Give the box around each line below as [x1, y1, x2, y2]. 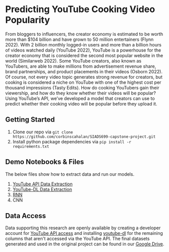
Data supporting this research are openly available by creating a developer [5, 225, 161, 231]
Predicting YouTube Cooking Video [5, 4, 155, 15]
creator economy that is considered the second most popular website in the [5, 52, 163, 59]
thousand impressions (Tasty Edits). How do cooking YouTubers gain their [5, 84, 159, 90]
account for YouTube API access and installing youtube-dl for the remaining [5, 230, 163, 236]
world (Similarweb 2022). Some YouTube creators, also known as [5, 58, 142, 64]
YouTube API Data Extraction [12, 181, 73, 187]
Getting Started [5, 115, 55, 124]
